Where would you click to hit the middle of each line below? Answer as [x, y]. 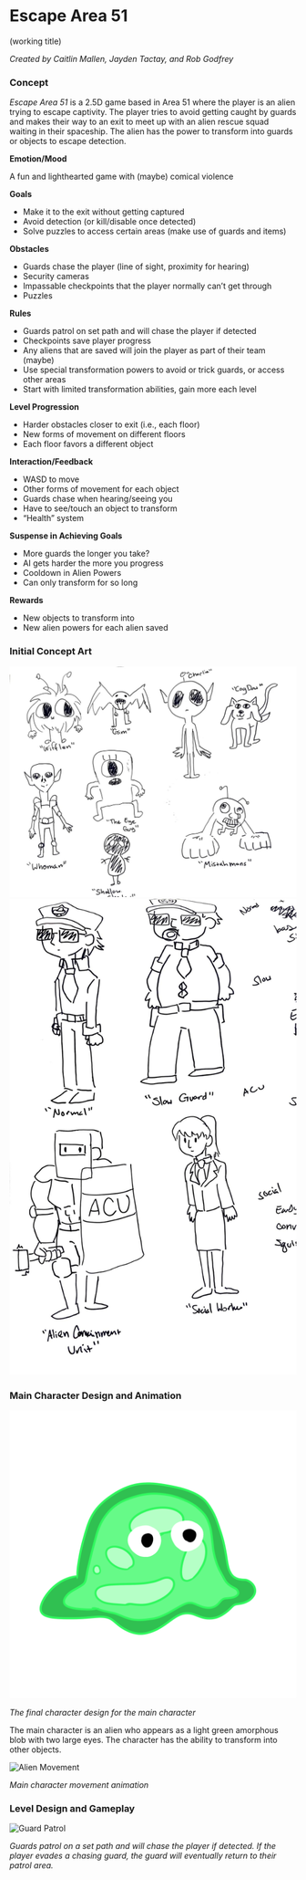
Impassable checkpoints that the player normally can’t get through [147, 286]
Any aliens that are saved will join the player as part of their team [144, 350]
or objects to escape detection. [68, 141]
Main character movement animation [79, 1785]
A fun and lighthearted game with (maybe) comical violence [122, 177]
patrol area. [31, 1865]
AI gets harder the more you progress [93, 563]
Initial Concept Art [51, 652]
